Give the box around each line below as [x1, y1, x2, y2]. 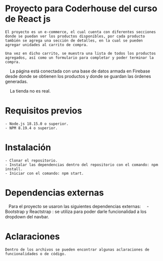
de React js [5, 13, 51, 24]
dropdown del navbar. [5, 214, 49, 219]
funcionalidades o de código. [5, 251, 67, 256]
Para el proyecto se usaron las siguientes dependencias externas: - [8, 203, 149, 209]
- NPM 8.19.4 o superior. [5, 125, 58, 130]
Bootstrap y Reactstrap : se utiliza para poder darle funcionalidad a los [5, 209, 147, 214]
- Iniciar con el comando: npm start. [5, 171, 84, 176]
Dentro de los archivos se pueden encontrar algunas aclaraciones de [5, 247, 150, 252]
